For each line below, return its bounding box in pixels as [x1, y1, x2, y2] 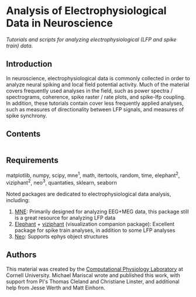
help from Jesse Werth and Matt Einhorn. [6, 284, 105, 291]
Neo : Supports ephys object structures [14, 233, 108, 240]
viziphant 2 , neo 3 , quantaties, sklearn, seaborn [6, 178, 117, 186]
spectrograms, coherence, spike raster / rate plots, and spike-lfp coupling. [6, 93, 185, 100]
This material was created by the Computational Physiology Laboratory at [6, 265, 183, 272]
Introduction [6, 59, 53, 69]
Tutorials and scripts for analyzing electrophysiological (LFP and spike [6, 36, 177, 43]
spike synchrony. [6, 112, 47, 119]
